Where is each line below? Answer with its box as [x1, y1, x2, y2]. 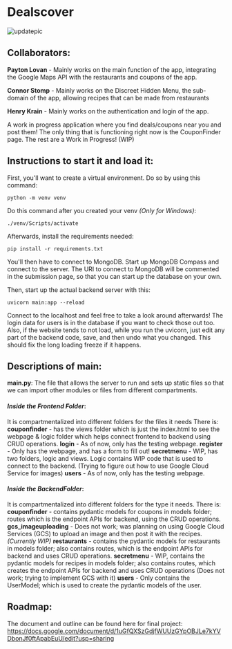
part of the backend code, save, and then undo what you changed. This [7, 333, 211, 341]
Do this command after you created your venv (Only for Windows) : [7, 206, 197, 214]
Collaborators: [7, 47, 71, 59]
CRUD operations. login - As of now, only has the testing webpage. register [7, 439, 223, 448]
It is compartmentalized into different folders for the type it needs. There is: [7, 500, 222, 509]
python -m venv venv [7, 194, 67, 201]
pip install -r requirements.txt [7, 245, 104, 253]
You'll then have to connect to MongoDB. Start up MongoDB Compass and [7, 257, 220, 266]
